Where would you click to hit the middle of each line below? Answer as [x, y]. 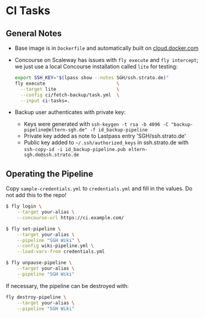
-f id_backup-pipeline [119, 130]
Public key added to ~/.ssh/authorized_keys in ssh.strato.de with [106, 142]
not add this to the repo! [36, 195]
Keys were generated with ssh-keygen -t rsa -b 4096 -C [96, 124]
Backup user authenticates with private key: [70, 112]
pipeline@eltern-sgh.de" [56, 130]
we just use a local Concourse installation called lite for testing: [96, 66]
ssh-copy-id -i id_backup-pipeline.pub [75, 150]
